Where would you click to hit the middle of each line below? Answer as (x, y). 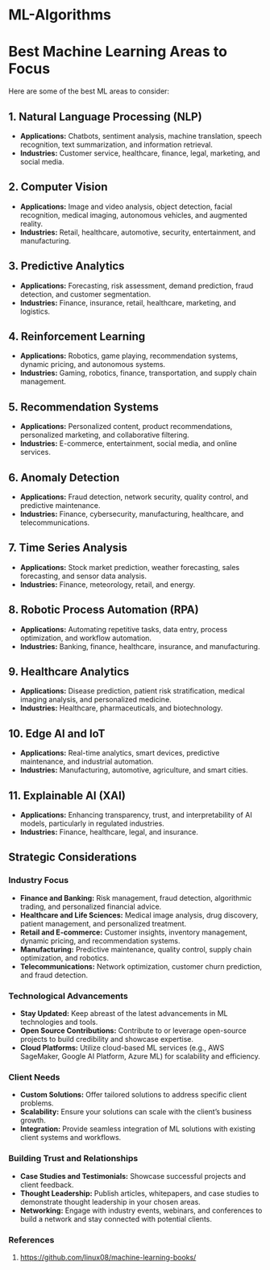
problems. (37, 1103)
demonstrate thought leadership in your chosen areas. (110, 1201)
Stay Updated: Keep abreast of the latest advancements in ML (124, 1014)
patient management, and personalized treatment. (103, 923)
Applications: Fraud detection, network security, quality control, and (134, 497)
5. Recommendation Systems (83, 407)
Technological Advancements (69, 996)
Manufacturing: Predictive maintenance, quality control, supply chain (136, 949)
